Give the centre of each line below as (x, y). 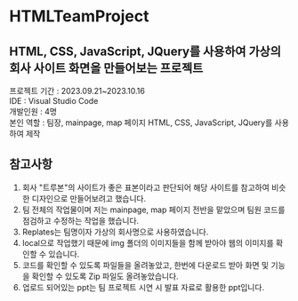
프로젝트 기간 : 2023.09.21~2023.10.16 (77, 91)
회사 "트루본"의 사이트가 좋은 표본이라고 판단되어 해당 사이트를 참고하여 (145, 187)
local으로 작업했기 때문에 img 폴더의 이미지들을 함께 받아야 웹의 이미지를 (148, 242)
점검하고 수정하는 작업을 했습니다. (81, 220)
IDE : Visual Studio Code (54, 101)
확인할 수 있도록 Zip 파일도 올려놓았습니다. (105, 276)
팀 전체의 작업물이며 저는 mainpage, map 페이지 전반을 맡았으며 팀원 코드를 (153, 210)
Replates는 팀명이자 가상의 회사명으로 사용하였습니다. (115, 232)
